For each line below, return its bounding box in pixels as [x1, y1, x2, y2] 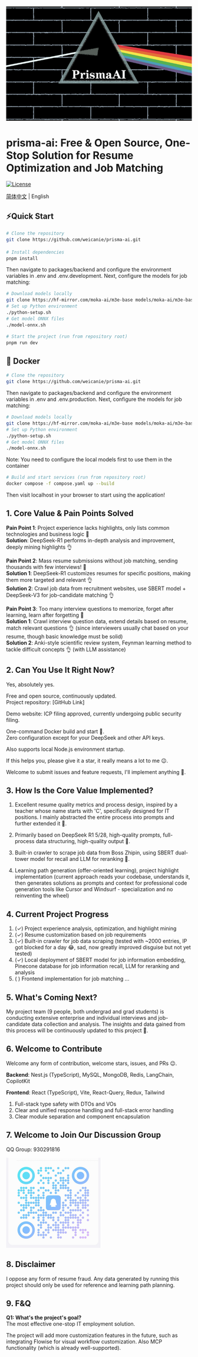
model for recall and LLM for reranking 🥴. [29, 856, 130, 863]
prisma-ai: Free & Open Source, [6, 136, 163, 150]
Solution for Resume [31, 148, 134, 162]
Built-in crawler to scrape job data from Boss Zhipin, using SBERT [14, 849, 174, 856]
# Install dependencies [6, 249, 65, 255]
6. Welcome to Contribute [6, 1044, 103, 1054]
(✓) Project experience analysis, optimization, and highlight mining [14, 925, 177, 932]
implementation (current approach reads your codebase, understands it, [14, 873, 190, 880]
